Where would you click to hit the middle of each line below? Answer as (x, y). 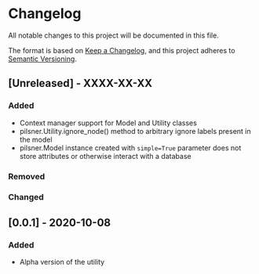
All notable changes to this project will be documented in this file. (114, 35)
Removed (27, 176)
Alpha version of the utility (62, 262)
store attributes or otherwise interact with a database (105, 156)
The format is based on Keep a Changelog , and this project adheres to (122, 50)
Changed (26, 197)
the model (36, 139)
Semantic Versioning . (42, 59)
